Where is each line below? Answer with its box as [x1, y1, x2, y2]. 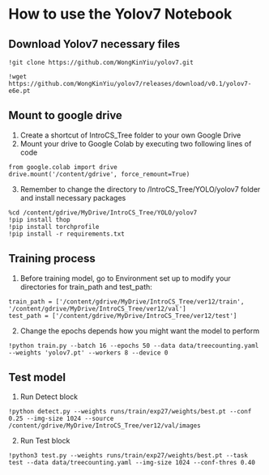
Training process [8, 252, 96, 265]
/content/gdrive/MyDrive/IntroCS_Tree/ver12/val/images [8, 422, 201, 430]
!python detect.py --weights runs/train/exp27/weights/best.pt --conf [8, 408, 252, 416]
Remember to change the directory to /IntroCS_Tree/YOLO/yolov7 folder [19, 184, 261, 194]
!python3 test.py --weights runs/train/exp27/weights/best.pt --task [8, 452, 249, 460]
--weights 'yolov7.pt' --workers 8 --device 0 [8, 349, 169, 357]
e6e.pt [8, 87, 31, 95]
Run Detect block [19, 392, 79, 401]
